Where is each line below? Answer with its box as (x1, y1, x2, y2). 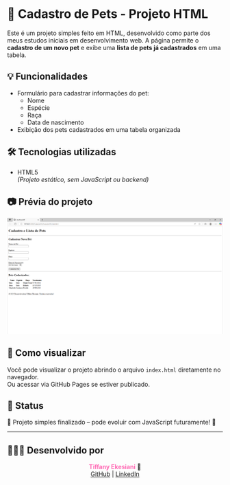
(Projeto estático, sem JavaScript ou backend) (16, 175, 149, 183)
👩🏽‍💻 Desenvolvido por (7, 444, 105, 456)
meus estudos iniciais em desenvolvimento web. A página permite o (7, 36, 199, 44)
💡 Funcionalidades (7, 71, 88, 82)
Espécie (27, 103, 50, 112)
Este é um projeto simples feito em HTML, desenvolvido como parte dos (7, 29, 211, 37)
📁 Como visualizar (7, 347, 86, 359)
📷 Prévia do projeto (7, 196, 93, 207)
